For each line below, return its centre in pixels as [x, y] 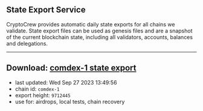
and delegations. [27, 43]
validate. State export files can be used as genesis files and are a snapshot [99, 31]
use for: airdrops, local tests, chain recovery [70, 101]
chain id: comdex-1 [37, 89]
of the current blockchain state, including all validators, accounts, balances [100, 37]
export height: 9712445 [43, 95]
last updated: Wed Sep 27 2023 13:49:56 [66, 82]
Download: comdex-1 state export [71, 68]
